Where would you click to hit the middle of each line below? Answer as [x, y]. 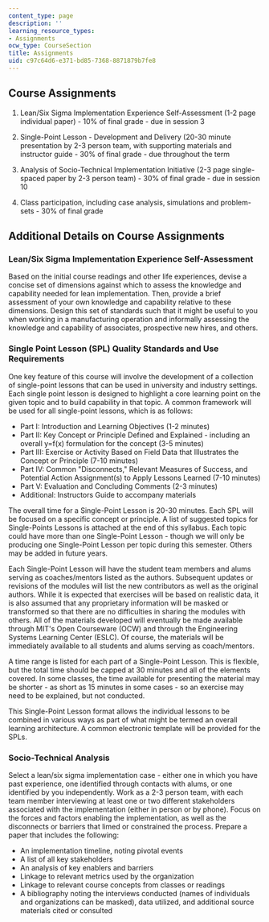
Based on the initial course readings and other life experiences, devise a [128, 277]
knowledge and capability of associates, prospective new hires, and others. [133, 328]
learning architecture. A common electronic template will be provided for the [134, 728]
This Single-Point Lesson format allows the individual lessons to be [119, 711]
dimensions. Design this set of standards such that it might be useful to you [133, 311]
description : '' [35, 23]
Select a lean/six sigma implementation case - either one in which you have [133, 775]
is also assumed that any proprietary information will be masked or [118, 603]
